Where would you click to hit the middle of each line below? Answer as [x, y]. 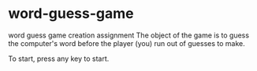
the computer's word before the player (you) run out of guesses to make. [127, 43]
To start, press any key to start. [59, 59]
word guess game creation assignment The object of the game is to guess [129, 35]
